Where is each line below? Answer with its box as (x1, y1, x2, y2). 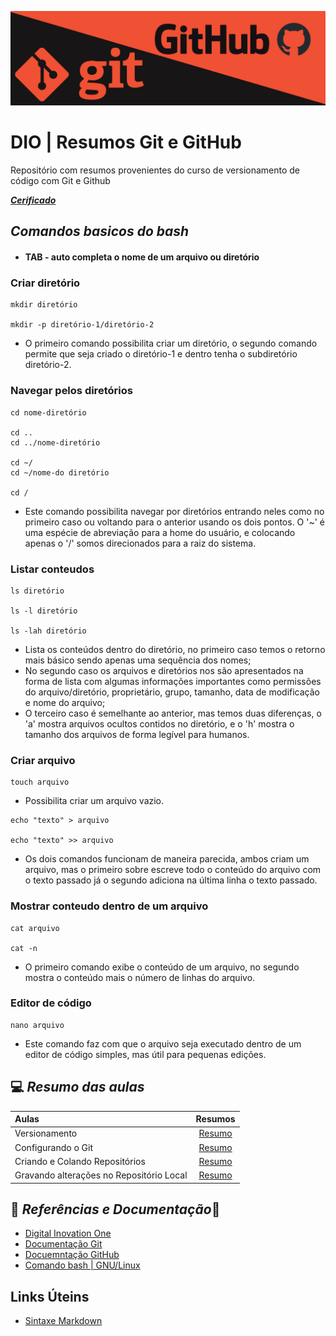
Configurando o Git (14, 1141, 94, 1153)
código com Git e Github (10, 175, 111, 187)
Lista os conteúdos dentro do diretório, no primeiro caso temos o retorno (24, 643, 326, 655)
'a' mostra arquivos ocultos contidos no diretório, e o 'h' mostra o (24, 717, 295, 730)
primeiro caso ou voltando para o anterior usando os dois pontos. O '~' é (24, 516, 326, 528)
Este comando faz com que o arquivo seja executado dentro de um (24, 1037, 302, 1050)
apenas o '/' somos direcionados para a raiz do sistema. (24, 537, 257, 549)
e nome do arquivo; (24, 696, 106, 708)
